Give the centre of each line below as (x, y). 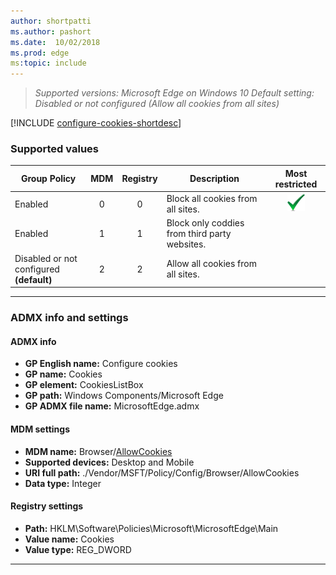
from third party (199, 234)
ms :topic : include (48, 63)
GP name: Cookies (63, 374)
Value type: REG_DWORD (78, 549)
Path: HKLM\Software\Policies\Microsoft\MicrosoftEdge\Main (151, 528)
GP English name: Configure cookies (101, 364)
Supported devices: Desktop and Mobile (109, 462)
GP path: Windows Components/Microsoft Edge (124, 396)
